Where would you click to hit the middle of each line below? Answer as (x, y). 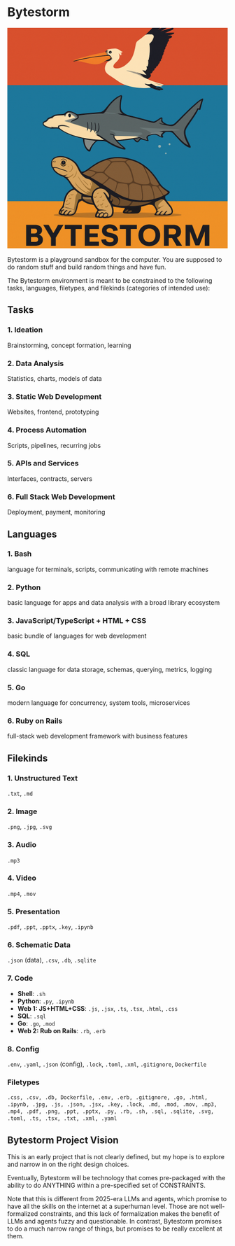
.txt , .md (20, 793)
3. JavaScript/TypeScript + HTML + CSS (77, 621)
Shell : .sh (31, 993)
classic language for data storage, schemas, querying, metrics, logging (109, 669)
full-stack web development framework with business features (97, 736)
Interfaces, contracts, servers (50, 478)
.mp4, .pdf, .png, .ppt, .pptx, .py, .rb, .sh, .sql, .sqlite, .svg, (111, 1112)
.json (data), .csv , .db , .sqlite (52, 960)
